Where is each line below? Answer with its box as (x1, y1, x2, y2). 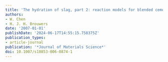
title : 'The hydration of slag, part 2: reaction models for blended (5, 7, 153, 12)
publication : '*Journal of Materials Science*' (5, 44, 106, 49)
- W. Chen (5, 16, 26, 21)
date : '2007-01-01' (5, 26, 46, 31)
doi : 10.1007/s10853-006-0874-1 (5, 49, 72, 54)
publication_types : (5, 35, 46, 40)
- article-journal (5, 40, 43, 45)
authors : (5, 12, 23, 17)
